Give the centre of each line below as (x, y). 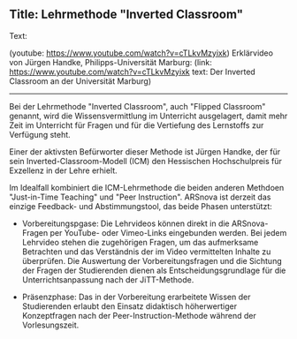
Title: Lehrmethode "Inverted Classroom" (126, 15)
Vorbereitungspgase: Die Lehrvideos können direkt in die (126, 223)
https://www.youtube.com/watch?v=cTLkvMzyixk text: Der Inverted (133, 72)
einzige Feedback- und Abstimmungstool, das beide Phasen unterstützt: (141, 206)
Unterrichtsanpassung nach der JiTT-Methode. (108, 279)
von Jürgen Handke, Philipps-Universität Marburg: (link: (110, 62)
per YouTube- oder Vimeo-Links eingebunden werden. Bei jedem (168, 232)
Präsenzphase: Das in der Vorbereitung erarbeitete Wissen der (136, 297)
